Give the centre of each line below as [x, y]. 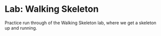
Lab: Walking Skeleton [52, 9]
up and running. [21, 28]
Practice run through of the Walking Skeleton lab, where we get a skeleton [80, 23]
